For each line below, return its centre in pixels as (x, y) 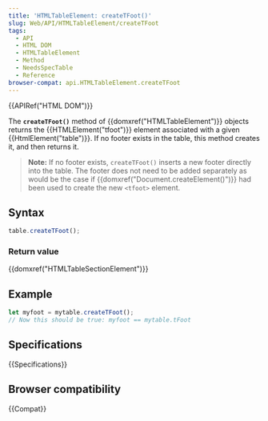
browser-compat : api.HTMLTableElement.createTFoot (94, 82)
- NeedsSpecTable (44, 68)
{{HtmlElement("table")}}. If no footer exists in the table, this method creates (134, 138)
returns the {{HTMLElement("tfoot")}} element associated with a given (124, 130)
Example (30, 294)
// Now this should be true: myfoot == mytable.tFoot (100, 320)
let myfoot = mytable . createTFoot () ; (71, 313)
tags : (17, 30)
